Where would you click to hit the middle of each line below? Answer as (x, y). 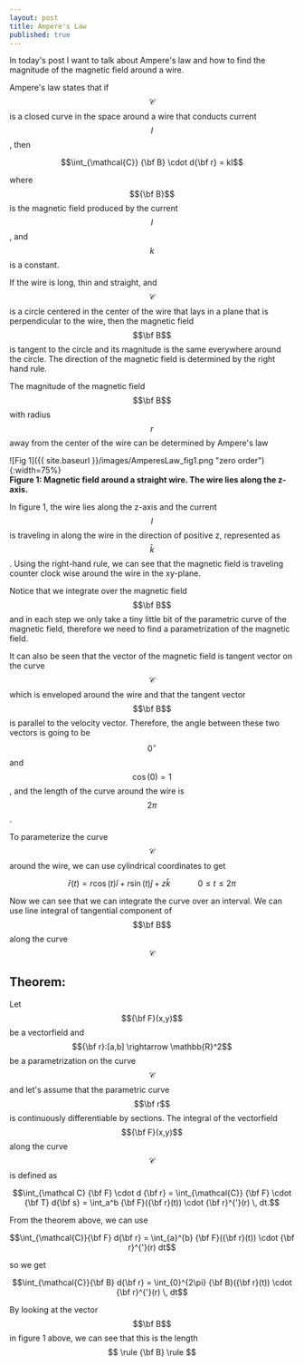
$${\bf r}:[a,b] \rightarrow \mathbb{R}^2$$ (152, 1046)
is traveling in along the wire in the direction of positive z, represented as (145, 535)
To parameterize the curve (59, 837)
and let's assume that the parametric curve (90, 1089)
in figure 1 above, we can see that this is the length (104, 1338)
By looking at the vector (54, 1309)
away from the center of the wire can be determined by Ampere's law (139, 443)
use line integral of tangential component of (91, 911)
